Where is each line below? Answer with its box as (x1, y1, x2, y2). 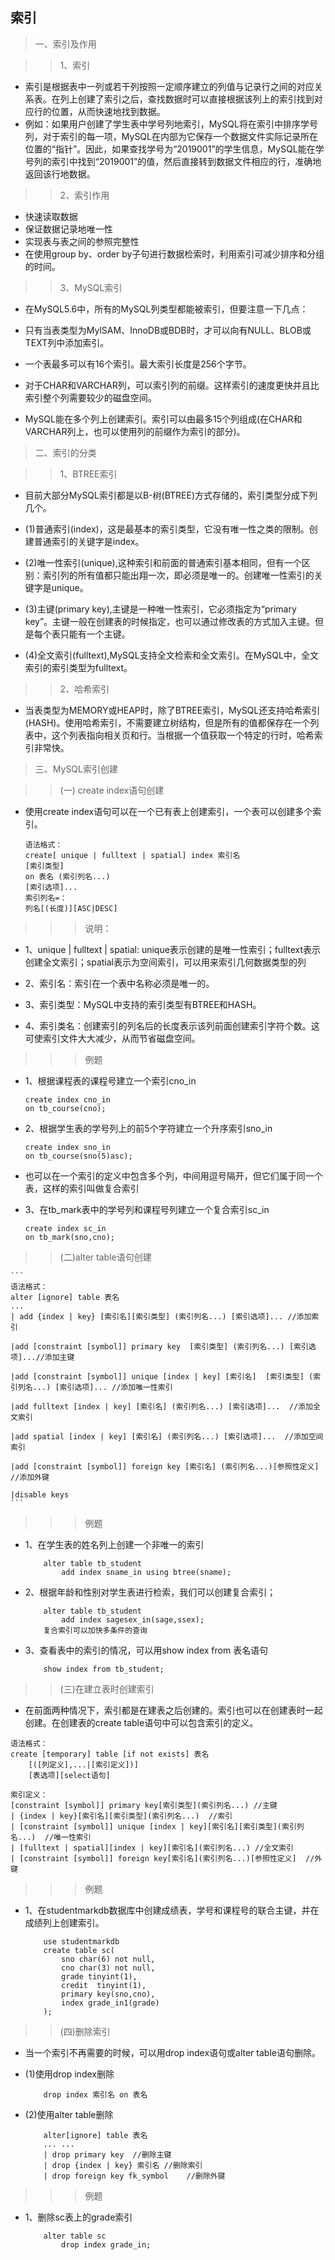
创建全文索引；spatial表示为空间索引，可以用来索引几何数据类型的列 (24, 956, 307, 968)
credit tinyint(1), (61, 1980, 147, 1990)
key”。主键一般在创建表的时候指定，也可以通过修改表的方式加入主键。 (24, 615, 316, 627)
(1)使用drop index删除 (24, 2068, 115, 2080)
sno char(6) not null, (61, 1954, 156, 1964)
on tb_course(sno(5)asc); (24, 1151, 133, 1161)
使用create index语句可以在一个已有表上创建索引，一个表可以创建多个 (24, 805, 313, 817)
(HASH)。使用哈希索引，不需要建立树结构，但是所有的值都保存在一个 (24, 716, 311, 728)
